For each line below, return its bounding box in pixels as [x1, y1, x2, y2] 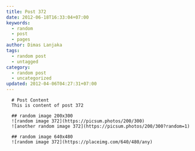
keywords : [6, 20, 31, 26]
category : [6, 64, 31, 70]
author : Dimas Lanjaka [6, 42, 62, 48]
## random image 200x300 [11, 113, 73, 119]
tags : [6, 48, 20, 54]
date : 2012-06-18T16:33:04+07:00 [6, 14, 89, 20]
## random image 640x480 [11, 134, 73, 140]
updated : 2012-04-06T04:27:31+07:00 [6, 81, 97, 87]
